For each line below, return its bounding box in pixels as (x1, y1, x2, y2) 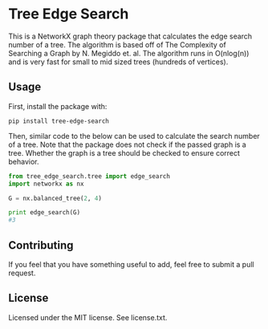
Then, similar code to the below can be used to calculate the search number (8, 131, 261, 140)
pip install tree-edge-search (8, 117, 110, 125)
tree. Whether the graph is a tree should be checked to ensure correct (8, 148, 241, 157)
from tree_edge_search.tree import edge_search (8, 172, 171, 181)
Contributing (8, 238, 74, 252)
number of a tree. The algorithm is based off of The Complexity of (8, 39, 226, 49)
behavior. (8, 156, 39, 166)
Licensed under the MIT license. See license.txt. (8, 312, 168, 322)
